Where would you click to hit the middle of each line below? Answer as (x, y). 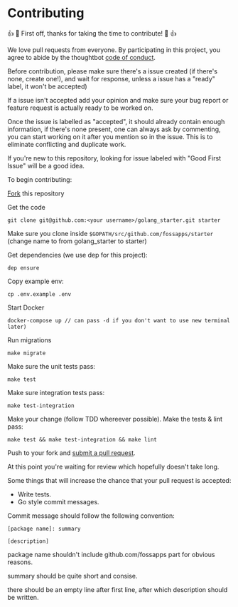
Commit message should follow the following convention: (91, 516)
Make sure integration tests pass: (56, 392)
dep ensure (23, 268)
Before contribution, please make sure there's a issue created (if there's (113, 71)
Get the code (27, 207)
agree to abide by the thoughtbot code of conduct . (82, 57)
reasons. (20, 562)
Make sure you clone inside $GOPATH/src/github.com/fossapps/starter (110, 233)
